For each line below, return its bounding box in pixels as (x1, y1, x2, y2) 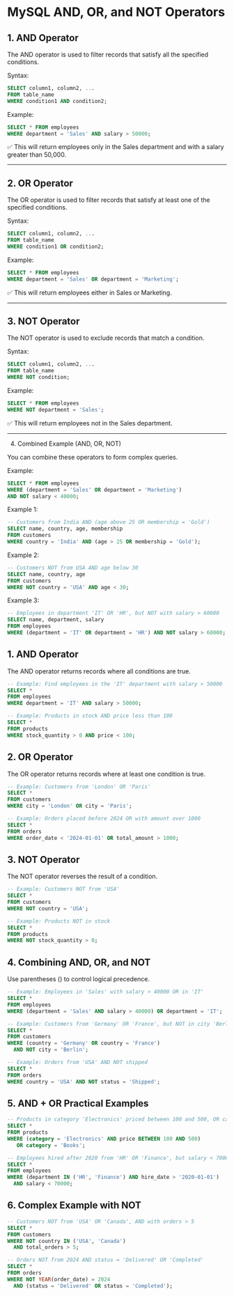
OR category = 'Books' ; (16, 1141, 86, 1149)
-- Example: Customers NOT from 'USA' (7, 886, 120, 893)
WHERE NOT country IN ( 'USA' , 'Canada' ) (7, 1238, 127, 1244)
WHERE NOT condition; (7, 374, 70, 381)
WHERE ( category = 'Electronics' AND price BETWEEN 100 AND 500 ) (7, 1135, 201, 1142)
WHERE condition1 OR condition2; (7, 243, 104, 250)
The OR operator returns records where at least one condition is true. (7, 770, 205, 778)
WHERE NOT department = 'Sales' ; (7, 406, 104, 413)
